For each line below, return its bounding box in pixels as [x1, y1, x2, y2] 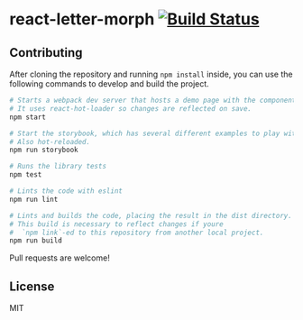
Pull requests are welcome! [9, 252, 110, 263]
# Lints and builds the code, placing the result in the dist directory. [9, 211, 293, 220]
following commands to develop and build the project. [9, 78, 209, 89]
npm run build [9, 236, 63, 245]
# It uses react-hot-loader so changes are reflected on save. [9, 104, 252, 113]
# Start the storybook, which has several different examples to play [9, 129, 280, 138]
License [9, 279, 55, 294]
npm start [9, 113, 47, 122]
